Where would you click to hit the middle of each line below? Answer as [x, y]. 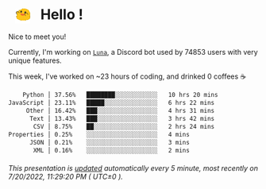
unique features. [35, 60]
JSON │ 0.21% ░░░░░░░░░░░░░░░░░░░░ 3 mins [110, 143]
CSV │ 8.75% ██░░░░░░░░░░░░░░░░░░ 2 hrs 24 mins [124, 127]
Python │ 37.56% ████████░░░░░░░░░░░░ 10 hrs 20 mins [120, 95]
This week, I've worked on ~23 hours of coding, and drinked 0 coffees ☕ [127, 76]
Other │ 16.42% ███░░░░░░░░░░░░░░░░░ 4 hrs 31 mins [120, 111]
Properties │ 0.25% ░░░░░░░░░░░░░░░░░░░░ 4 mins [99, 135]
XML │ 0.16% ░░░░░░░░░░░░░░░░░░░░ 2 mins [112, 151]
